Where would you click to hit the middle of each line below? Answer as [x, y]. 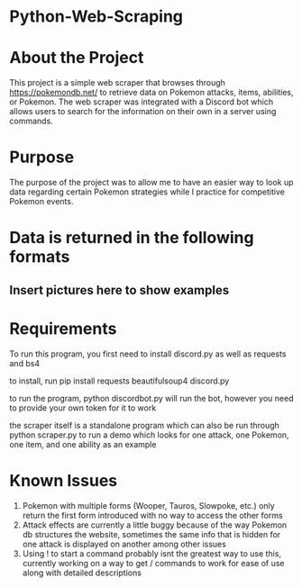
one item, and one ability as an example [83, 444]
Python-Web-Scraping [96, 17]
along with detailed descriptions [82, 573]
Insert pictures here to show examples [119, 290]
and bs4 [25, 363]
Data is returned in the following [132, 238]
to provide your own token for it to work [83, 408]
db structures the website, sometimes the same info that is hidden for [151, 534]
